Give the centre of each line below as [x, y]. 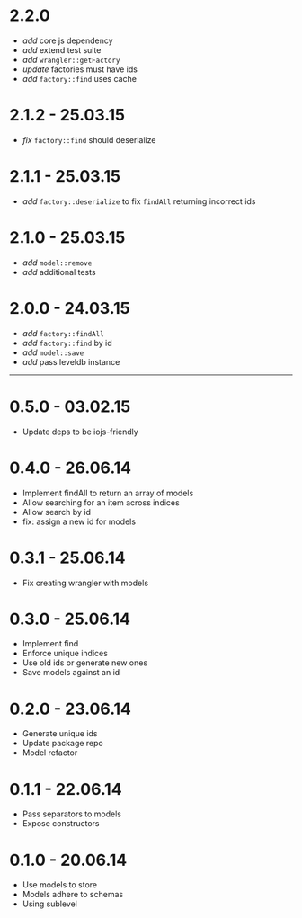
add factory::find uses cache [80, 78]
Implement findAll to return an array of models [108, 493]
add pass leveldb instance [71, 361]
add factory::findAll [63, 333]
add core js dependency [68, 40]
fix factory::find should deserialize [89, 139]
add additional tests [59, 272]
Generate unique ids [60, 734]
